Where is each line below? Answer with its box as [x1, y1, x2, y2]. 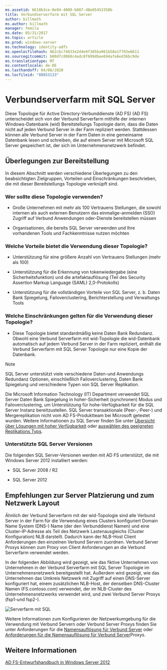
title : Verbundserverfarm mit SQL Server [5, 12, 93, 17]
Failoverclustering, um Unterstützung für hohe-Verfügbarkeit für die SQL [5, 401, 155, 407]
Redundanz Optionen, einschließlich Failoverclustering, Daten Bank [5, 376, 143, 382]
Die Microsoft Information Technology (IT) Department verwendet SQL [5, 391, 150, 397]
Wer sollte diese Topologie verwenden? [5, 193, 103, 200]
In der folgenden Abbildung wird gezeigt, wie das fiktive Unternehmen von [5, 559, 158, 565]
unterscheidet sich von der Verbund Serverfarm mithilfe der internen [5, 115, 146, 121]
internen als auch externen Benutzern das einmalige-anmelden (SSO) [12, 209, 156, 215]
